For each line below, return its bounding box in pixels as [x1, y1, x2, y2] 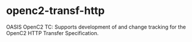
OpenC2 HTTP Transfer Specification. [6, 29, 99, 36]
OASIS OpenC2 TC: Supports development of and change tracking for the [6, 23, 186, 30]
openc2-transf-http [6, 4, 105, 17]
